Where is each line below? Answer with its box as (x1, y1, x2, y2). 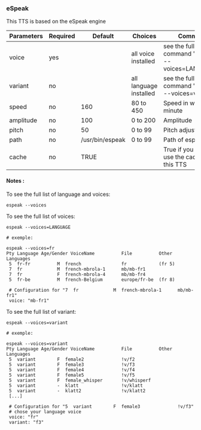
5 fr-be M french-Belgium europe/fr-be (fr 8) (8, 277, 175, 283)
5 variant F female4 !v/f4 (8, 367, 135, 373)
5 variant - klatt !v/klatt (8, 382, 144, 389)
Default (92, 32, 114, 40)
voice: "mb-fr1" (8, 298, 50, 304)
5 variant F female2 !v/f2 (8, 356, 135, 362)
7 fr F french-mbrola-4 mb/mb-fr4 (8, 271, 146, 277)
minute (163, 107, 183, 115)
